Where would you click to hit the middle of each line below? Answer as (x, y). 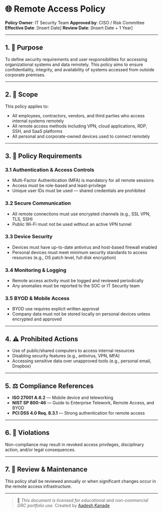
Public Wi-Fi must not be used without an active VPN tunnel (72, 224)
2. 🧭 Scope (22, 95)
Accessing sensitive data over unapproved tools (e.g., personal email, (81, 361)
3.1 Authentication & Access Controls (50, 170)
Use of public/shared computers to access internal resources (73, 351)
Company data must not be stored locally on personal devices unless (81, 314)
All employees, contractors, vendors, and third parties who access (78, 115)
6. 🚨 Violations (27, 433)
